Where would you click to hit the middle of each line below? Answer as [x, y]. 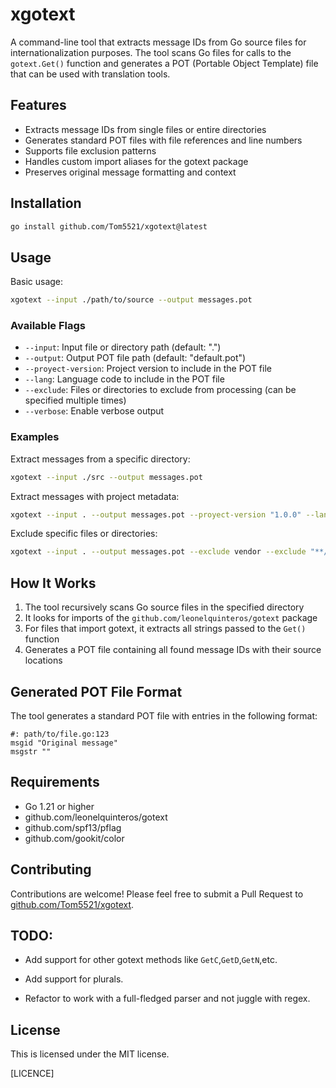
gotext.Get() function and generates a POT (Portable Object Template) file [164, 63]
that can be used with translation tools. [90, 74]
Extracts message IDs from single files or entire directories [145, 129]
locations [43, 660]
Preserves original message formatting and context [130, 172]
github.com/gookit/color [74, 838]
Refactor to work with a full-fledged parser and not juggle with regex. [167, 999]
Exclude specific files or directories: [84, 534]
